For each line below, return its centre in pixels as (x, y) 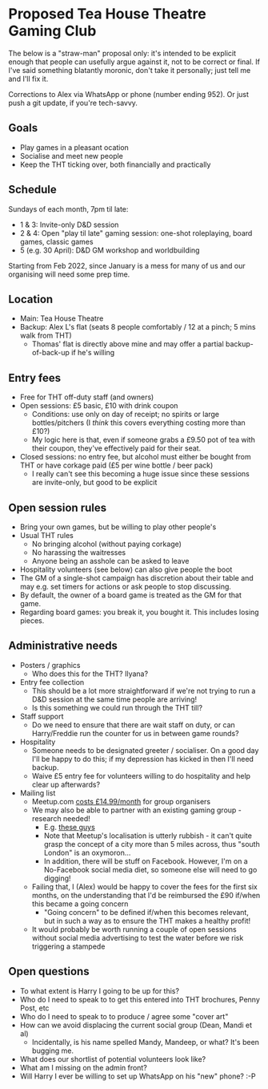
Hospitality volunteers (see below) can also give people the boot (126, 569)
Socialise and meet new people (72, 156)
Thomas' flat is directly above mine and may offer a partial (128, 344)
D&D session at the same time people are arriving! (114, 699)
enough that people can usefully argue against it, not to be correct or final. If (134, 62)
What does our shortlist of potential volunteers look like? (113, 1059)
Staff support (42, 716)
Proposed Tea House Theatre (107, 14)
